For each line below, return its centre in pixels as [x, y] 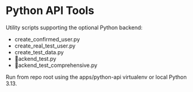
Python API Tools [50, 11]
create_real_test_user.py [45, 46]
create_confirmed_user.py [47, 39]
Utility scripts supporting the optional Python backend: [74, 27]
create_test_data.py [39, 52]
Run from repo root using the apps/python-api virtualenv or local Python [96, 77]
